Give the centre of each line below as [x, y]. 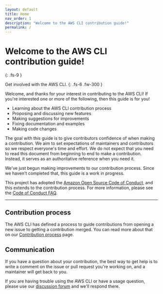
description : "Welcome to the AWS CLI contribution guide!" [67, 23]
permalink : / [18, 28]
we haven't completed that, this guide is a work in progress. [65, 173]
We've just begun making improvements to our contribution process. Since [80, 168]
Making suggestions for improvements [50, 118]
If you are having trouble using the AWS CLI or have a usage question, [75, 281]
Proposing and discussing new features [51, 114]
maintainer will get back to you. [36, 272]
